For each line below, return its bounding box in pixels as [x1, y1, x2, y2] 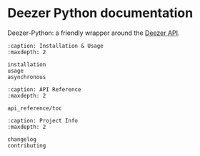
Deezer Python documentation [7, 5, 194, 21]
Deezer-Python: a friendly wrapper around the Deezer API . [7, 28, 180, 37]
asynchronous [7, 73, 46, 80]
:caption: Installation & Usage [7, 42, 104, 49]
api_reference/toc [7, 105, 62, 112]
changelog [7, 135, 37, 143]
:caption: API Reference [7, 85, 81, 93]
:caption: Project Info [7, 117, 79, 124]
